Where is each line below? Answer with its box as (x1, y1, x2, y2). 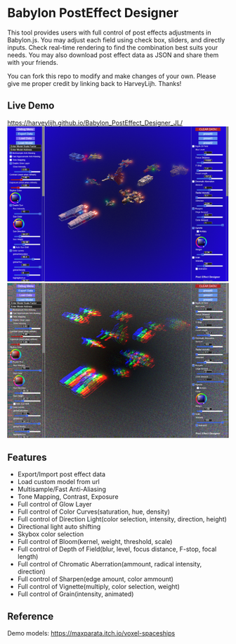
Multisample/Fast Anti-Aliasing (17, 485, 107, 494)
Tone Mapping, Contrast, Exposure (17, 493, 119, 501)
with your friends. (7, 58, 58, 66)
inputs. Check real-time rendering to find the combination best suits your (7, 43, 218, 51)
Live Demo (7, 100, 55, 112)
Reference (7, 610, 54, 622)
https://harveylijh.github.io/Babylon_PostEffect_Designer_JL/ (7, 118, 183, 127)
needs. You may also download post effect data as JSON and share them (7, 51, 219, 59)
